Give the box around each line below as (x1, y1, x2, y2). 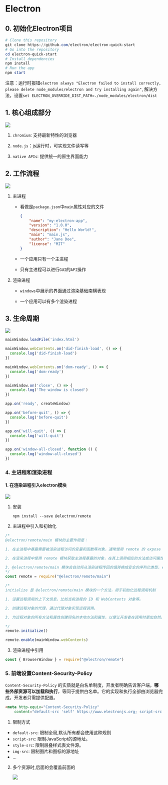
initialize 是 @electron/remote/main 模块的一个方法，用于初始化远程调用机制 (5, 588, 156, 593)
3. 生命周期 (5, 314, 39, 323)
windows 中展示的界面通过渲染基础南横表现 (19, 287, 106, 293)
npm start (5, 70, 26, 75)
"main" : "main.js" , (29, 232, 70, 237)
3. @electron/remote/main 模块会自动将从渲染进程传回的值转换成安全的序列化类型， (5, 564, 162, 570)
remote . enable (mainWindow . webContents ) (5, 637, 88, 642)
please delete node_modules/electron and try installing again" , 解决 (5, 86, 153, 92)
